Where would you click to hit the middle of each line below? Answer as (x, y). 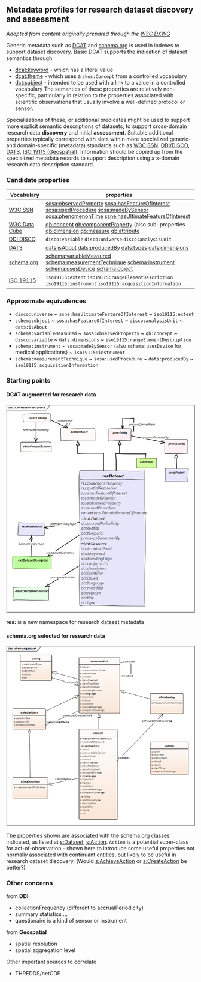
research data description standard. (50, 164)
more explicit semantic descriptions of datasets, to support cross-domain (97, 126)
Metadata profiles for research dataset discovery (100, 10)
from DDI (17, 896)
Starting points (28, 380)
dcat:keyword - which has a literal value (64, 70)
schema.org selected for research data (56, 635)
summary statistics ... (41, 914)
